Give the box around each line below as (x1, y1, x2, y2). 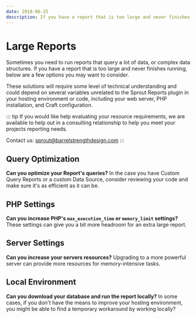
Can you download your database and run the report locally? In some (6, 293, 178, 300)
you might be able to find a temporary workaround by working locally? (6, 305, 176, 312)
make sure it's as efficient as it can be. (6, 182, 99, 189)
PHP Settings (6, 199, 56, 209)
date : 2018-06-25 (6, 8, 49, 15)
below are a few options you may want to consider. (6, 71, 129, 78)
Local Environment (6, 277, 76, 287)
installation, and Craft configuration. (6, 101, 93, 109)
